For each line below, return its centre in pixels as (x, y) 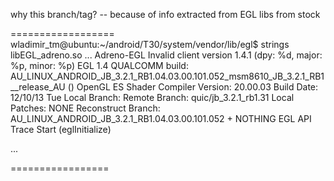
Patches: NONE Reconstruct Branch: (85, 108)
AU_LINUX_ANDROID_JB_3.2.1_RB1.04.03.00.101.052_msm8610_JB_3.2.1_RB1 (167, 76)
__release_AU (38, 87)
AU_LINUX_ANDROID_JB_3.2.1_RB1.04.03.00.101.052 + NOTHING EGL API (161, 118)
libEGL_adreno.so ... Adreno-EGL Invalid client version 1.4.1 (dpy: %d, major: (166, 55)
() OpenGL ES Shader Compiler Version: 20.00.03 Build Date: (193, 87)
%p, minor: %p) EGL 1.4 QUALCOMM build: (99, 65)
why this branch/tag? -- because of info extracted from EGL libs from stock (165, 14)
